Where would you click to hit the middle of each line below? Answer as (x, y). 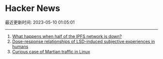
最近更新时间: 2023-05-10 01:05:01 (40, 22)
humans (20, 47)
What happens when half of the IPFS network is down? (67, 36)
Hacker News (33, 8)
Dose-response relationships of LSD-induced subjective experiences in (83, 41)
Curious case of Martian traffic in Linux (51, 51)
